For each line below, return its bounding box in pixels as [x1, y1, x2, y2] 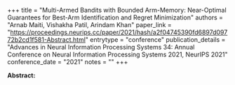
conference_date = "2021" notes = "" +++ [7, 58, 128, 65]
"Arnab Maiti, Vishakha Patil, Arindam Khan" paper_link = [7, 21, 172, 29]
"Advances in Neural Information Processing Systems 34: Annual [7, 43, 195, 51]
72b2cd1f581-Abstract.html [7, 36, 86, 44]
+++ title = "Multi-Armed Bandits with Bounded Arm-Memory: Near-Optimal [7, 6, 227, 14]
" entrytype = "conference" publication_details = [85, 36, 226, 44]
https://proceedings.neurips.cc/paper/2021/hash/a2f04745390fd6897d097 [10, 28, 228, 36]
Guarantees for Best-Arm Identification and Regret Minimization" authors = [7, 13, 223, 22]
